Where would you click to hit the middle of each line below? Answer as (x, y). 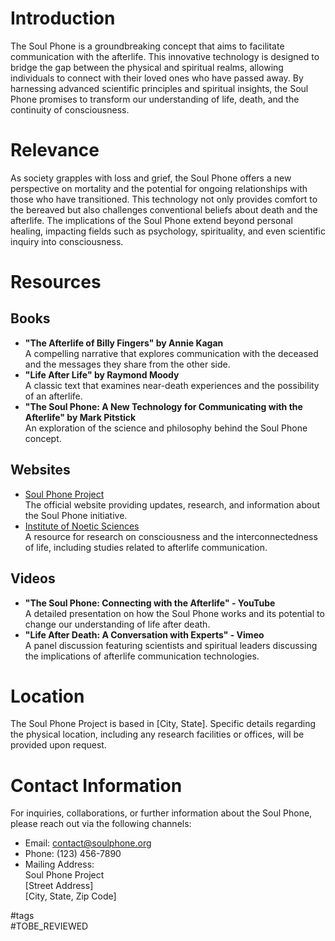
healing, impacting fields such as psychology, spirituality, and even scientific (168, 231)
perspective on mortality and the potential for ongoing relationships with (159, 188)
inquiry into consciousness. (67, 241)
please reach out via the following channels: (101, 824)
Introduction (63, 18)
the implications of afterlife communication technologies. (142, 656)
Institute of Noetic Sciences (82, 526)
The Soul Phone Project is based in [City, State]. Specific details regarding (163, 724)
